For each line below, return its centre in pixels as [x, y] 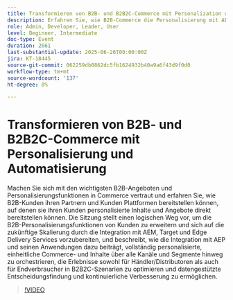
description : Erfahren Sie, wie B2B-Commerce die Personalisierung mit [113, 20]
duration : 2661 [29, 46]
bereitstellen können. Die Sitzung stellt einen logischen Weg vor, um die [110, 218]
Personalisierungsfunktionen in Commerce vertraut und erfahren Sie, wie [112, 195]
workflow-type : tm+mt [38, 71]
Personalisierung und [70, 154]
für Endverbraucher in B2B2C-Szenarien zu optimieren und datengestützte [114, 269]
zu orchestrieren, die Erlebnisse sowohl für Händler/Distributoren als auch [113, 262]
